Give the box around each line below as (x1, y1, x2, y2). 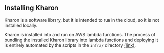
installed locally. (4, 22, 38, 28)
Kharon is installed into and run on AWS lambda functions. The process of (4, 31, 156, 37)
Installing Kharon (4, 4, 59, 12)
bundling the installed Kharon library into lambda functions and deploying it (4, 37, 158, 43)
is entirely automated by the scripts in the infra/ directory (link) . (4, 42, 136, 48)
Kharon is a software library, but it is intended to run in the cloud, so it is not (4, 17, 159, 23)
